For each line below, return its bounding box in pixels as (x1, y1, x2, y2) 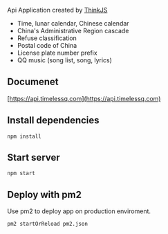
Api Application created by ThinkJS (7, 6, 108, 14)
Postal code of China (17, 42, 77, 49)
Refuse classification (17, 34, 77, 42)
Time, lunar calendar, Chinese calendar (17, 19, 129, 27)
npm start (7, 170, 36, 177)
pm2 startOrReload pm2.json (7, 221, 88, 228)
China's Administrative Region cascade (17, 27, 129, 35)
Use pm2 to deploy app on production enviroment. (7, 207, 151, 215)
